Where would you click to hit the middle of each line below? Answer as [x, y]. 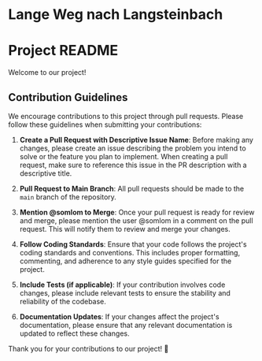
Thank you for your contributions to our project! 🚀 [89, 348]
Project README [63, 51]
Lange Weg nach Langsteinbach [116, 15]
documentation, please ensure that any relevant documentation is [126, 325]
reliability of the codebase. [63, 301]
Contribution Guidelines [68, 97]
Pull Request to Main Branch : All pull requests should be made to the [132, 188]
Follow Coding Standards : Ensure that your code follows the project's [133, 244]
